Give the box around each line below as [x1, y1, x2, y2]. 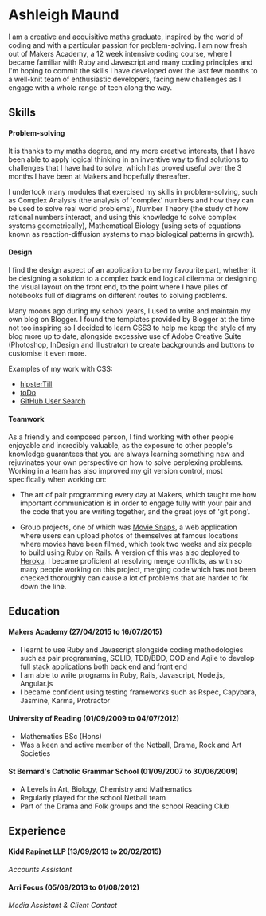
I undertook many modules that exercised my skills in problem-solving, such [8, 187, 258, 196]
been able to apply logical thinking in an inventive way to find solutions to [8, 154, 248, 164]
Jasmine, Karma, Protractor [19, 695, 111, 705]
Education [8, 604, 61, 619]
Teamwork [8, 415, 45, 424]
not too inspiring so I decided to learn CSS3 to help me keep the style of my [8, 323, 257, 332]
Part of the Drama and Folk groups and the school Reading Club [19, 801, 229, 811]
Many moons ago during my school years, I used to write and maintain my [8, 305, 251, 316]
